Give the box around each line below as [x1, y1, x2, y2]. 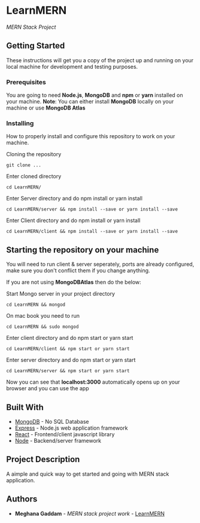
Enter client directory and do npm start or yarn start [6, 335, 134, 342]
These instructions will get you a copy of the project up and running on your [6, 56, 193, 63]
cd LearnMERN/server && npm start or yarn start [6, 368, 130, 374]
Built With [6, 402, 44, 412]
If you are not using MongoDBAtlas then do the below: [6, 279, 142, 286]
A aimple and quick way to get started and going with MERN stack [6, 470, 169, 478]
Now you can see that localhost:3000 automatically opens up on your [6, 378, 180, 386]
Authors [6, 494, 38, 504]
